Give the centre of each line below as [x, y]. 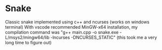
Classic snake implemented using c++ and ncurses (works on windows [77, 22]
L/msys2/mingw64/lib [27, 37]
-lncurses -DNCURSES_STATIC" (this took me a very [104, 37]
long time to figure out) [28, 42]
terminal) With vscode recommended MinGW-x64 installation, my [71, 27]
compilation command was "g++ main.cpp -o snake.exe [62, 32]
